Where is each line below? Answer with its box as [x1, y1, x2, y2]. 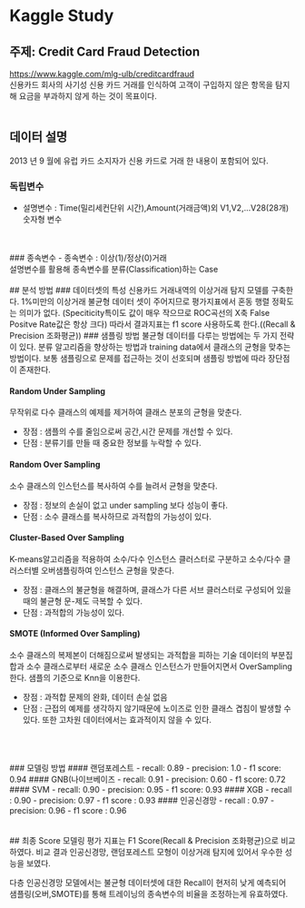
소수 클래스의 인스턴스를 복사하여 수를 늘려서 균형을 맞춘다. [9, 480, 218, 491]
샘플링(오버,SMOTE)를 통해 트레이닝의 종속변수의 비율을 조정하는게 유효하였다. [9, 888, 289, 899]
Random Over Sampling [9, 459, 101, 469]
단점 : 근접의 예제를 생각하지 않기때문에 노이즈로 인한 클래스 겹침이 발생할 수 [22, 703, 292, 714]
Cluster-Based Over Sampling [9, 532, 124, 543]
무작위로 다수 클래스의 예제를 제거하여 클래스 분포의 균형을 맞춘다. [9, 407, 242, 418]
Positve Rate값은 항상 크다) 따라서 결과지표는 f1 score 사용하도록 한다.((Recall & [9, 319, 296, 330]
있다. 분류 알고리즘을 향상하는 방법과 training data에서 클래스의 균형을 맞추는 [18, 341, 291, 352]
